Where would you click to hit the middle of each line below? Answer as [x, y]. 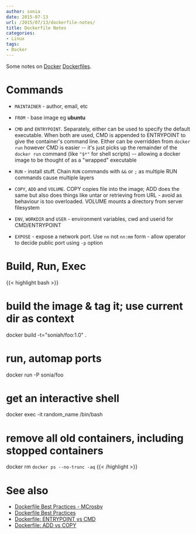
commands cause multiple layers [54, 177]
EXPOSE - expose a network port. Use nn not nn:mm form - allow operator [100, 236]
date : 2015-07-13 [27, 17]
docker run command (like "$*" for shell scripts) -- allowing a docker [97, 153]
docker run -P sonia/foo [35, 375]
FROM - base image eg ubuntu [50, 117]
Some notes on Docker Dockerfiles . [49, 66]
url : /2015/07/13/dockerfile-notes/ [51, 22]
